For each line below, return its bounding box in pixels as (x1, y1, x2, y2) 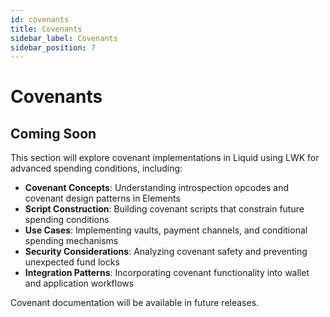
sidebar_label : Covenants (10, 33, 118, 43)
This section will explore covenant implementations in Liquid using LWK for (10, 152, 320, 164)
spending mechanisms (24, 235, 119, 247)
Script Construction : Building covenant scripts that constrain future (24, 203, 305, 215)
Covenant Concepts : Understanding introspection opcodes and (24, 182, 289, 194)
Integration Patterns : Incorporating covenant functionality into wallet (24, 267, 310, 279)
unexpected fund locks (24, 256, 120, 268)
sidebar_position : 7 (10, 42, 97, 53)
